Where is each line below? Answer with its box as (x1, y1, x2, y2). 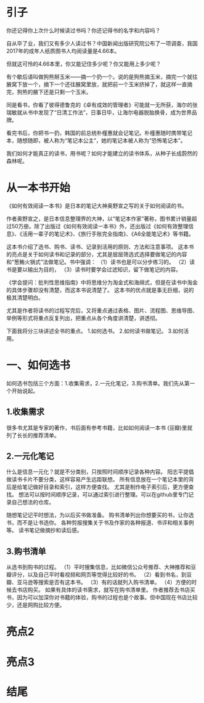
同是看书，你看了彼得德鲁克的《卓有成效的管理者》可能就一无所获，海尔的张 (6, 101, 198, 108)
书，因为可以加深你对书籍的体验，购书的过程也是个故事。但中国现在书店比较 (6, 594, 198, 601)
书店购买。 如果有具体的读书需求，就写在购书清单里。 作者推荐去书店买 (16, 586, 195, 594)
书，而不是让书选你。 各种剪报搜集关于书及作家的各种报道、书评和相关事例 (6, 519, 194, 526)
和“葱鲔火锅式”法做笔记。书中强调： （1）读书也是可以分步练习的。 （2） (6, 258, 190, 265)
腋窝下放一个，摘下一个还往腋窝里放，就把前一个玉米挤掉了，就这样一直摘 (6, 80, 192, 88)
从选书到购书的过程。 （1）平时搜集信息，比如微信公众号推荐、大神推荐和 (6, 563, 191, 571)
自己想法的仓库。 (11, 498, 55, 506)
